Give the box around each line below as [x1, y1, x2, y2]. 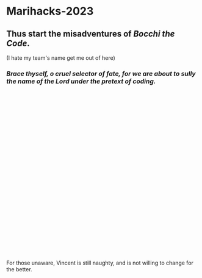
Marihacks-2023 [6, 4, 94, 18]
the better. [6, 266, 32, 273]
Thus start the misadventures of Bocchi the [6, 29, 175, 39]
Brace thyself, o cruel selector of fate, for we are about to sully [6, 69, 197, 77]
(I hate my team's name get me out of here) [6, 54, 116, 62]
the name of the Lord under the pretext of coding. [6, 77, 156, 85]
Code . [6, 38, 31, 48]
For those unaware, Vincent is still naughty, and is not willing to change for [6, 259, 194, 266]
